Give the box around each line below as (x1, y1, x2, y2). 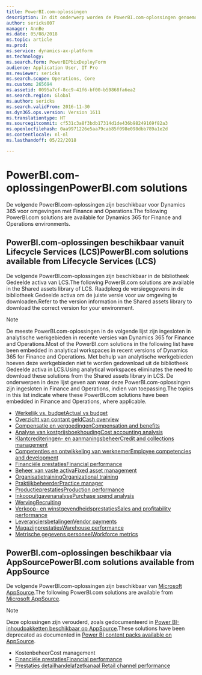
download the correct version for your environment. (6, 304, 135, 311)
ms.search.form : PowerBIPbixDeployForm (6, 59, 106, 65)
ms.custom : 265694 (6, 82, 52, 88)
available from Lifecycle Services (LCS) (6, 256, 156, 267)
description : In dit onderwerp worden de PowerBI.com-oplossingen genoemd (6, 14, 198, 20)
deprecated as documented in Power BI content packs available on (6, 631, 173, 638)
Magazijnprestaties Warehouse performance (14, 524, 124, 531)
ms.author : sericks (6, 98, 55, 104)
